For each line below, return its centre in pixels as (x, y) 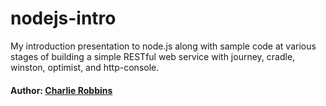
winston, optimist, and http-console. (85, 67)
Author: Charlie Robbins (61, 90)
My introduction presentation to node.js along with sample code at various (163, 46)
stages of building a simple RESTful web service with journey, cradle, (153, 56)
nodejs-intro (63, 18)
